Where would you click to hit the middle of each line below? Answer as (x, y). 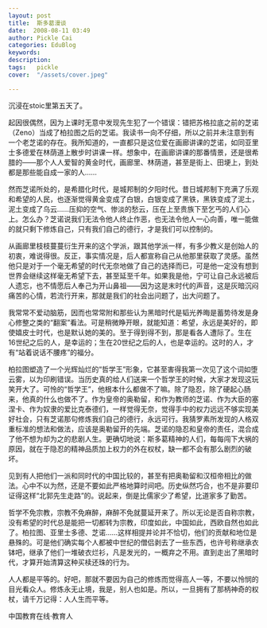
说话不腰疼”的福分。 (65, 352)
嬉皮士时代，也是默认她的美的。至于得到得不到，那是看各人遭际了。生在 (133, 332)
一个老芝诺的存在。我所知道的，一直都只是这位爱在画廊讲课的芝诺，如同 (126, 142)
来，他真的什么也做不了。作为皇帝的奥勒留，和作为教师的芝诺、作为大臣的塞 (133, 399)
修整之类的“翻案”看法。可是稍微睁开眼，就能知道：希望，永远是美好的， (133, 322)
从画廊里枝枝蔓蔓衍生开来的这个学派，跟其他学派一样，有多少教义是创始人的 (133, 246)
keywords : (25, 53)
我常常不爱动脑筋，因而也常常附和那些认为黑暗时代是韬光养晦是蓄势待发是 (130, 312)
